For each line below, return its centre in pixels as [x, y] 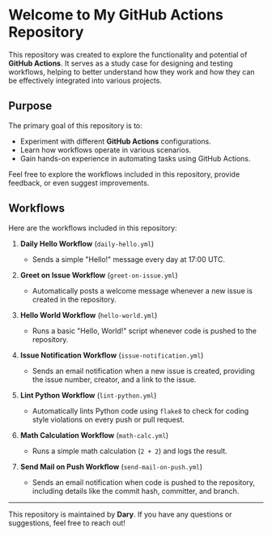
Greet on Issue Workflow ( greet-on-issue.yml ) [99, 275]
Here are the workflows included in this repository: [93, 228]
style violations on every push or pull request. [108, 419]
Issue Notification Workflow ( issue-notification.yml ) [112, 355]
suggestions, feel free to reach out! [67, 523]
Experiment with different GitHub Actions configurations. [116, 141]
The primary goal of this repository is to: [76, 125]
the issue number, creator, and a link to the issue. [114, 379]
